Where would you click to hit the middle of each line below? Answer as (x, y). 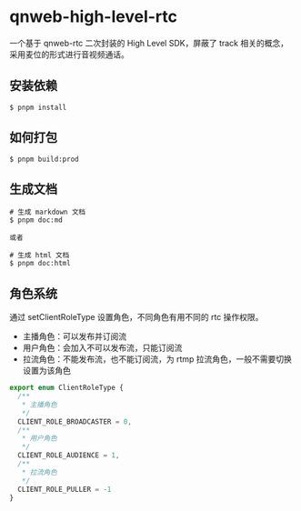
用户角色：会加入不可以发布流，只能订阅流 (102, 348)
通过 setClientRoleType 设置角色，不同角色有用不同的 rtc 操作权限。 (136, 317)
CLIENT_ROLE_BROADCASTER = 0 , (75, 421)
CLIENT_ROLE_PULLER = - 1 (65, 489)
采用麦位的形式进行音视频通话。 (69, 54)
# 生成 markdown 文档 (48, 212)
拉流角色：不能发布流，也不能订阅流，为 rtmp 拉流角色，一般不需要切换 (157, 359)
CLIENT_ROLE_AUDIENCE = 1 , (69, 456)
